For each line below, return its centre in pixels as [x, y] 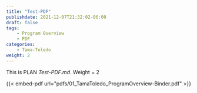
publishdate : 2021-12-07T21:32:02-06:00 [56, 17]
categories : [21, 45]
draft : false [22, 22]
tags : [13, 28]
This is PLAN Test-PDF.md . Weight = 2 [53, 72]
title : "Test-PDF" [29, 11]
